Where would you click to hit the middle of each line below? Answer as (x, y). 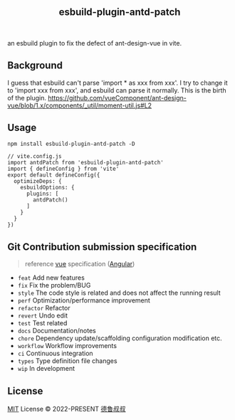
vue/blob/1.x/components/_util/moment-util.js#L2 (79, 105)
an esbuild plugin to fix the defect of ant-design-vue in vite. (95, 43)
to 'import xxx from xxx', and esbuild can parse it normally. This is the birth (117, 90)
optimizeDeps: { (38, 182)
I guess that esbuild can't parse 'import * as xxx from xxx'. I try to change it (117, 83)
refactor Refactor (44, 308)
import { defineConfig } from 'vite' (63, 169)
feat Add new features (51, 278)
